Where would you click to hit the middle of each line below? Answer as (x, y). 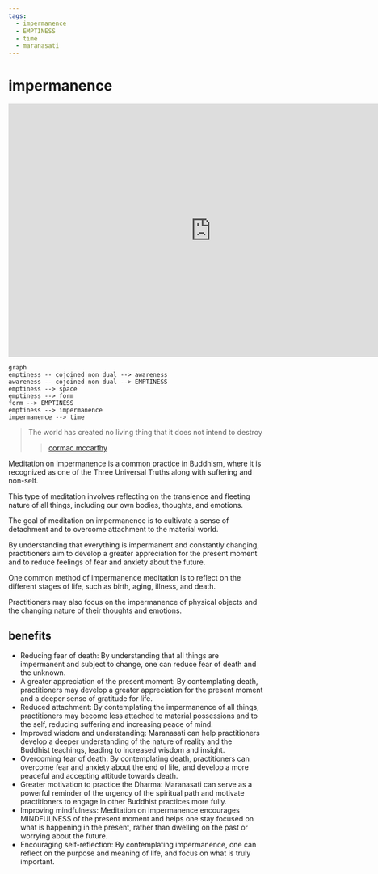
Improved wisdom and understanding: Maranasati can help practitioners (140, 733)
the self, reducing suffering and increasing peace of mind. (117, 724)
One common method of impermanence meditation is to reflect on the (125, 578)
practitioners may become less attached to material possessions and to (139, 716)
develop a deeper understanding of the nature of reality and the (126, 741)
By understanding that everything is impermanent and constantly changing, (134, 545)
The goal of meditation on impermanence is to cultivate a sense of (119, 521)
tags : (17, 16)
